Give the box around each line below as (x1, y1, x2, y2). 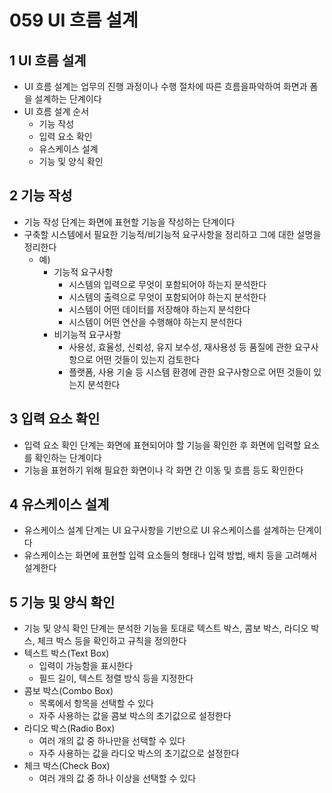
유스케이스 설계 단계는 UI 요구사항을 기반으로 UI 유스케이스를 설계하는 (23, 524, 296, 536)
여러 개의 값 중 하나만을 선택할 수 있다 (38, 735, 186, 747)
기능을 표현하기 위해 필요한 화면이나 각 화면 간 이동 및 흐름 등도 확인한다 (23, 464, 304, 476)
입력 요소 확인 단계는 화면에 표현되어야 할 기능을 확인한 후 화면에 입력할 (23, 439, 302, 451)
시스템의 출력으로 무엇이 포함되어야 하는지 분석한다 (68, 291, 267, 303)
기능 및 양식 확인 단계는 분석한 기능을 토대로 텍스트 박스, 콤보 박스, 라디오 (23, 622, 309, 635)
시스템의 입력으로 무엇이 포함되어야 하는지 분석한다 (68, 278, 267, 290)
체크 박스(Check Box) (23, 760, 111, 772)
